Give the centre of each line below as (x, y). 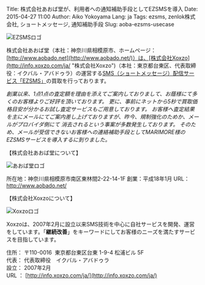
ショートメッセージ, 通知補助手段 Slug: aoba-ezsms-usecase (97, 24)
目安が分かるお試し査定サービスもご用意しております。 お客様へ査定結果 (103, 109)
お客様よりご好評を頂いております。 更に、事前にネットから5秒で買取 (105, 102)
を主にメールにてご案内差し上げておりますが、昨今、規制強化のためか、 (97, 117)
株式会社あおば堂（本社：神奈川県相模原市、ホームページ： (81, 50)
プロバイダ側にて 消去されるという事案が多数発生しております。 (98, 124)
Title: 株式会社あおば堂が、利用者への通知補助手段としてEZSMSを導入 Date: (102, 9)
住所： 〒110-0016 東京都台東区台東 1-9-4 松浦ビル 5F (75, 252)
